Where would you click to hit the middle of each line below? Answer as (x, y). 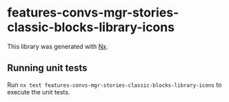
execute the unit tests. (39, 92)
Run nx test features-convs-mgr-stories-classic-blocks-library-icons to (114, 85)
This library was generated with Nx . (58, 46)
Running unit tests (47, 68)
